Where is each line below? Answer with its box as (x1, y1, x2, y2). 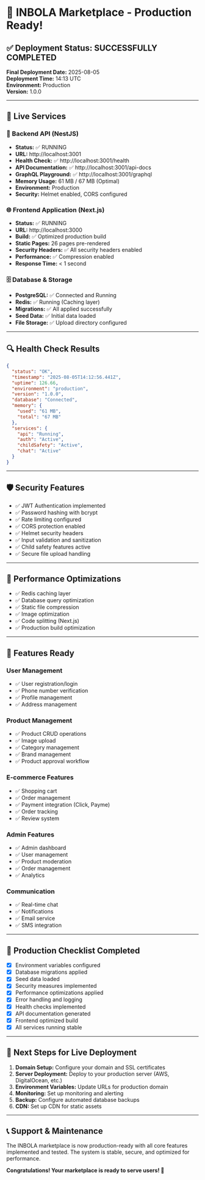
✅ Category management (15, 744, 79, 751)
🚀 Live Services (6, 111, 67, 121)
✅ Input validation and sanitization (15, 536, 102, 544)
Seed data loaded (15, 976, 60, 983)
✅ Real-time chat (15, 901, 59, 908)
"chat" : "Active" (17, 448, 62, 454)
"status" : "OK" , (12, 369, 53, 375)
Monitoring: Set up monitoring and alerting (15, 1089, 124, 1097)
